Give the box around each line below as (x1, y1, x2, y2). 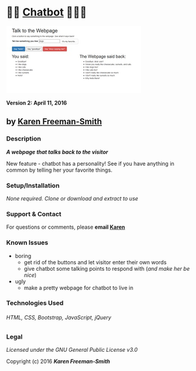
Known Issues (6, 238, 49, 247)
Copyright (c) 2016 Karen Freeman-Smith (6, 358, 110, 365)
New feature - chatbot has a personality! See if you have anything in (6, 160, 175, 167)
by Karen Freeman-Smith (6, 116, 102, 127)
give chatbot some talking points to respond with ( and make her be (23, 265, 190, 272)
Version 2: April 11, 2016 (6, 99, 67, 106)
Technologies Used (6, 299, 64, 307)
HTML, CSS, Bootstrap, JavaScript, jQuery (6, 314, 111, 321)
